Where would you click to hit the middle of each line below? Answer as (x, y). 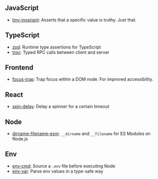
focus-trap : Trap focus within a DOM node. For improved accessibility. (83, 79)
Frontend (19, 68)
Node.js (20, 139)
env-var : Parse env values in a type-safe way (58, 171)
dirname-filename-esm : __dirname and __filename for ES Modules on (81, 134)
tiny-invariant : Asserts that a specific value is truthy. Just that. (74, 20)
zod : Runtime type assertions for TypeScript (56, 47)
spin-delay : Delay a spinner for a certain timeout (61, 107)
